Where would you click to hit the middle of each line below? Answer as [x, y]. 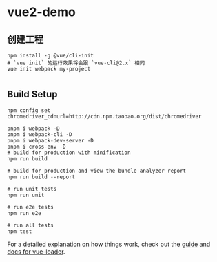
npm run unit [26, 195]
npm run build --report [41, 177]
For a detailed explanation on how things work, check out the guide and [109, 244]
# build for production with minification [69, 153]
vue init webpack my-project [49, 69]
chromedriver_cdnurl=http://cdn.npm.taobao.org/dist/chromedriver [104, 116]
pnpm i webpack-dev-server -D [51, 140]
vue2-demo [41, 12]
